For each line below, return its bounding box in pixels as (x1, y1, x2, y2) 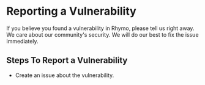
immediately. (6, 37, 39, 45)
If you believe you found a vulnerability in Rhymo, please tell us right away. (6, 24, 195, 32)
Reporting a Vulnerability (6, 4, 136, 18)
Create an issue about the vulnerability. (15, 72, 114, 79)
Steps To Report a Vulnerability (6, 55, 128, 65)
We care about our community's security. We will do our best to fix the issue (6, 31, 199, 38)
